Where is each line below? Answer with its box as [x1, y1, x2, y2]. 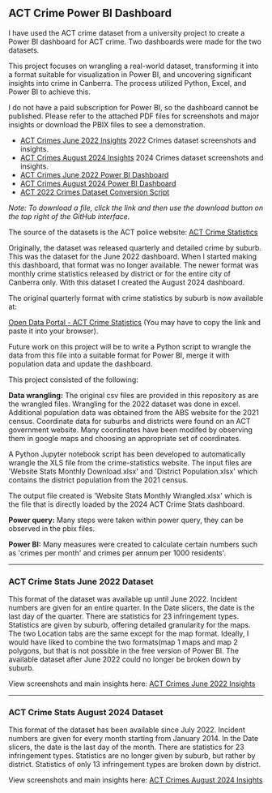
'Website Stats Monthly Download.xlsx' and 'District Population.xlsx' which [8, 466, 257, 476]
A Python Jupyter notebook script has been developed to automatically [8, 449, 246, 459]
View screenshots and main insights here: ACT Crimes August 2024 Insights [8, 775, 263, 785]
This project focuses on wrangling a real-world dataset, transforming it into [8, 61, 259, 71]
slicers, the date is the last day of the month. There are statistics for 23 [8, 742, 244, 752]
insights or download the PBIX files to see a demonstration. [8, 119, 206, 129]
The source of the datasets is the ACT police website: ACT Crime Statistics [8, 227, 258, 237]
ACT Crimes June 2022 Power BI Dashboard [19, 169, 169, 179]
